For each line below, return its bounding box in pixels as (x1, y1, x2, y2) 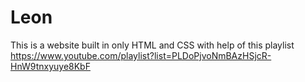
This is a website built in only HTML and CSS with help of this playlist (10, 39, 295, 51)
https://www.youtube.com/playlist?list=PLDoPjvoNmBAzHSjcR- (10, 49, 272, 61)
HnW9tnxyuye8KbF (10, 60, 91, 72)
